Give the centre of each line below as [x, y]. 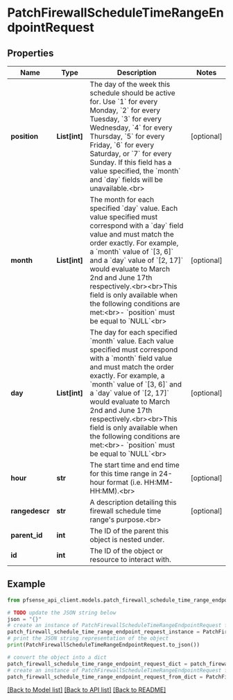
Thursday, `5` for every [127, 136]
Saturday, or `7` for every [131, 154]
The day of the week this [130, 84]
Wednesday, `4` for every [131, 128]
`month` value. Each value [132, 341]
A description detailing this [133, 502]
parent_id [27, 535]
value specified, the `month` [135, 171]
